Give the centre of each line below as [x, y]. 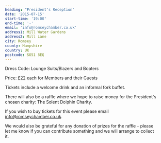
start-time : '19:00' [26, 18]
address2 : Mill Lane [26, 37]
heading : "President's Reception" [40, 9]
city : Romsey [18, 41]
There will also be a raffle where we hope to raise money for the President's [81, 97]
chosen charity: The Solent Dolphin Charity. [48, 102]
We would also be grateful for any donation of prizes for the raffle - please [79, 126]
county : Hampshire [24, 46]
